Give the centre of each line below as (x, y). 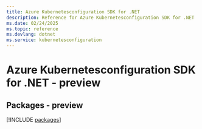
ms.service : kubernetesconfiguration (54, 40)
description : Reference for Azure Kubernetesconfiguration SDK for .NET (100, 18)
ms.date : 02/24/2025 (33, 23)
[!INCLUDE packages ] (34, 120)
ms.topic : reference (33, 29)
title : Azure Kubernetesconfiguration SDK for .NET (73, 12)
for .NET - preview (54, 83)
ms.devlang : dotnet (31, 35)
